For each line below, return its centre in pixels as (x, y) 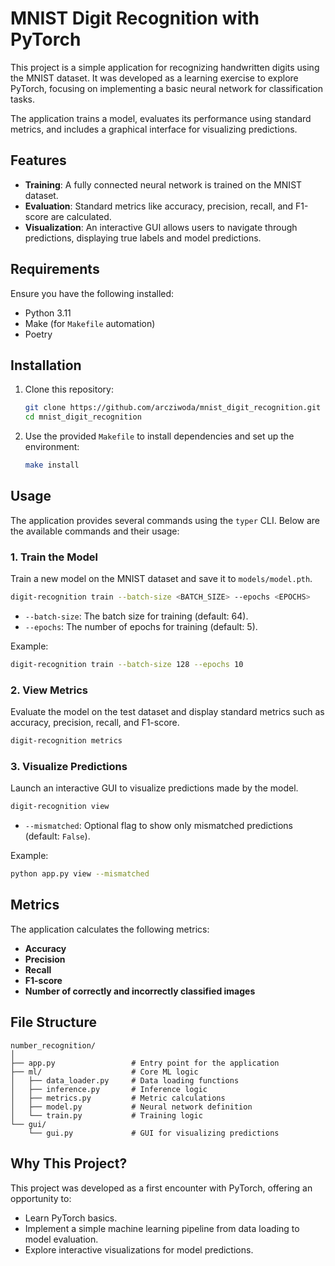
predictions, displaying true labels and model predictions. (143, 238)
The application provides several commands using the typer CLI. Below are (165, 520)
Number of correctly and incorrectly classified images (140, 991)
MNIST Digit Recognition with (135, 18)
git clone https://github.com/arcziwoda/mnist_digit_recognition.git (173, 408)
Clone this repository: (69, 389)
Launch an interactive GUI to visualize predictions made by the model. (154, 788)
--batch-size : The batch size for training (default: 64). (136, 616)
